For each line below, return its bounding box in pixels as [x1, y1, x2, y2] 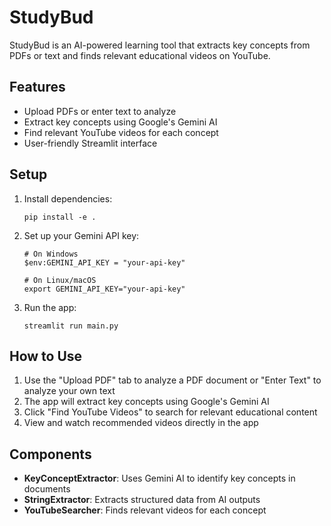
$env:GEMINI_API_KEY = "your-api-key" [23, 257, 186, 268]
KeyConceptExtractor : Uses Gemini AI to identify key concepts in [23, 472, 296, 485]
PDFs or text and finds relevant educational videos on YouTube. [9, 49, 271, 61]
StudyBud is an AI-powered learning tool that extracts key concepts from [9, 39, 311, 51]
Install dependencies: [23, 192, 113, 205]
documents [23, 483, 71, 495]
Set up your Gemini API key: [23, 229, 140, 241]
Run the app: [23, 301, 77, 313]
